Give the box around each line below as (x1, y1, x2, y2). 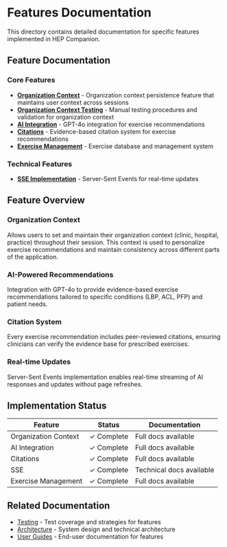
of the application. (7, 253, 58, 261)
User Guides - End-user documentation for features (16, 533, 164, 541)
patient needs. (7, 300, 48, 308)
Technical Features (7, 159, 73, 169)
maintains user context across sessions (16, 98, 129, 106)
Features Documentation (7, 5, 152, 21)
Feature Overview (7, 194, 86, 207)
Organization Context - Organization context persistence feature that (16, 91, 215, 99)
